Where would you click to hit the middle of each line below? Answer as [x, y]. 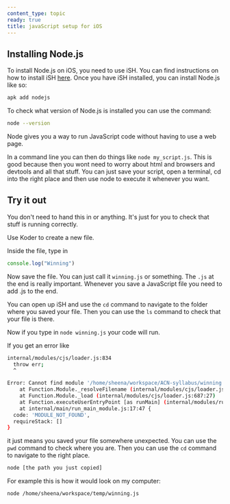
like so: [17, 85]
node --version [29, 123]
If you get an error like [38, 345]
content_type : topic [37, 13]
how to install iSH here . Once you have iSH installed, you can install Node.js [114, 78]
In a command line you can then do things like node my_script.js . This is [110, 157]
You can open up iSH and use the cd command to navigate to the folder [107, 304]
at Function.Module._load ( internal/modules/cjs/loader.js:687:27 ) [117, 396]
